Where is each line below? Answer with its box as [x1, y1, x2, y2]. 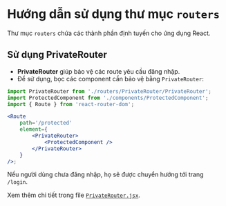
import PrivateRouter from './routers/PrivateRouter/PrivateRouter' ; [7, 87, 212, 95]
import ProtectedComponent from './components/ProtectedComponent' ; [7, 94, 209, 101]
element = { [19, 126, 48, 133]
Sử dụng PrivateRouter [7, 49, 107, 61]
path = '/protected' [19, 120, 73, 127]
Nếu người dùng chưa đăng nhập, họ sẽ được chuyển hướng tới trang [7, 170, 204, 178]
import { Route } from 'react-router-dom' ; [7, 101, 135, 107]
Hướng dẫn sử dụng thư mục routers [7, 6, 220, 22]
